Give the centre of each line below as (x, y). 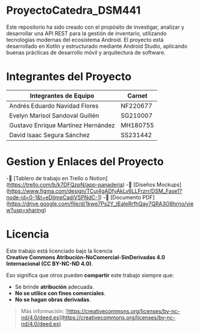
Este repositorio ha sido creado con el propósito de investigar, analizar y (95, 27)
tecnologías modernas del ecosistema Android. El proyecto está (85, 40)
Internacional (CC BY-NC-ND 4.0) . (50, 264)
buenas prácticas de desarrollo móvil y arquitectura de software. (86, 52)
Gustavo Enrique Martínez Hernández (62, 125)
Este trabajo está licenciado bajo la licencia (59, 251)
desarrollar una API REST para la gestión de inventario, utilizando (86, 33)
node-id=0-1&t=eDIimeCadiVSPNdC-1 (53, 197)
